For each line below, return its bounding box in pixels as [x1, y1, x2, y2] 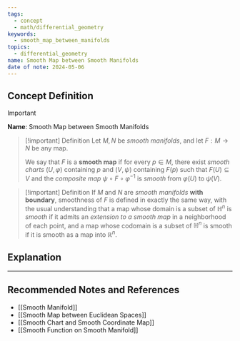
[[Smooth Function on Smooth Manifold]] [17, 325, 139, 334]
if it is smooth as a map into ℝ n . [24, 229, 118, 239]
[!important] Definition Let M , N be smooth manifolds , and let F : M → [24, 136, 229, 145]
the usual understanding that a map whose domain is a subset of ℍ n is [24, 203, 232, 213]
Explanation [7, 251, 62, 264]
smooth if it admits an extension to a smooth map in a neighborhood [24, 212, 226, 221]
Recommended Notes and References [7, 284, 180, 296]
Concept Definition [7, 90, 94, 102]
